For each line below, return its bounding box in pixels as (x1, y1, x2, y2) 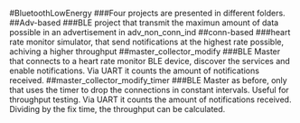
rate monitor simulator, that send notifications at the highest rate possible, (9, 36, 285, 47)
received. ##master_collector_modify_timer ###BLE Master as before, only (9, 75, 287, 85)
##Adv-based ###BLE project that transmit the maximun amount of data (9, 17, 279, 28)
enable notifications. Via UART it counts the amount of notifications (9, 65, 260, 76)
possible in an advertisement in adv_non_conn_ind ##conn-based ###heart (9, 27, 291, 37)
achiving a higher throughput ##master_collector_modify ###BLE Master (9, 46, 281, 57)
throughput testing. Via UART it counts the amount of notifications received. (9, 94, 292, 105)
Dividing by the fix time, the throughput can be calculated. (9, 104, 226, 114)
